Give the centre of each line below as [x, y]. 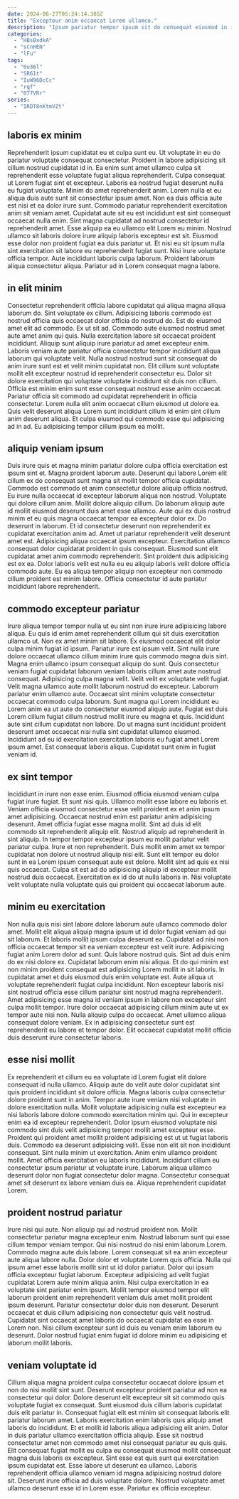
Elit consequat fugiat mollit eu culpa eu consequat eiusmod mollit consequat [119, 1451]
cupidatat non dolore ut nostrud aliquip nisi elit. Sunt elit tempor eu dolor [113, 854]
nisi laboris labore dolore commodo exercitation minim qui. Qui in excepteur [118, 1114]
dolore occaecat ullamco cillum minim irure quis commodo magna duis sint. [118, 656]
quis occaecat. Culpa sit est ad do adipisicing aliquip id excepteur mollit [112, 869]
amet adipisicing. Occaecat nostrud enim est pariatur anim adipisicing [110, 816]
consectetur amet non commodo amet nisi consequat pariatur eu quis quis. [117, 1443]
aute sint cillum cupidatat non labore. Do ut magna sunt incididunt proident [117, 724]
